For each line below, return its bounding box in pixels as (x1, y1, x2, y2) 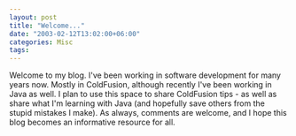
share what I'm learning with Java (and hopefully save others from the (9, 98, 266, 109)
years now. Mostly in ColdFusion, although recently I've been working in (9, 79, 272, 90)
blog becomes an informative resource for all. (9, 117, 175, 128)
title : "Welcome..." (9, 21, 86, 30)
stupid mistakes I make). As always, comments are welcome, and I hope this (9, 108, 287, 118)
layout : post (9, 12, 58, 22)
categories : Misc (9, 37, 74, 47)
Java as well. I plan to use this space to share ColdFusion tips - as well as (9, 89, 277, 100)
